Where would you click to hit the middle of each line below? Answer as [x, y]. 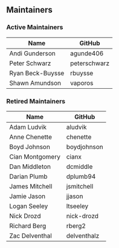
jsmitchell [80, 186]
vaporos [82, 83]
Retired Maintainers [36, 101]
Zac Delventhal [31, 235]
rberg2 [76, 226]
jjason [75, 196]
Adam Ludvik [28, 127]
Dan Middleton [30, 167]
